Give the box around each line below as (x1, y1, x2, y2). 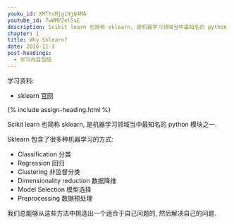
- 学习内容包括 (13, 56, 52, 63)
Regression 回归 (17, 158, 65, 167)
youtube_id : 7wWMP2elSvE (7, 17, 80, 24)
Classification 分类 (17, 149, 72, 158)
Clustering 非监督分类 (17, 167, 81, 176)
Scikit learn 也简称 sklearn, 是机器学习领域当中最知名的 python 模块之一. (7, 120, 217, 128)
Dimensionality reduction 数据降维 (17, 176, 117, 185)
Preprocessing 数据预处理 (17, 194, 93, 202)
